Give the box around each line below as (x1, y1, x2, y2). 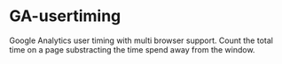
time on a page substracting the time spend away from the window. (9, 44, 255, 54)
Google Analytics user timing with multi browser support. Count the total (9, 35, 273, 46)
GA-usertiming (9, 6, 121, 26)
